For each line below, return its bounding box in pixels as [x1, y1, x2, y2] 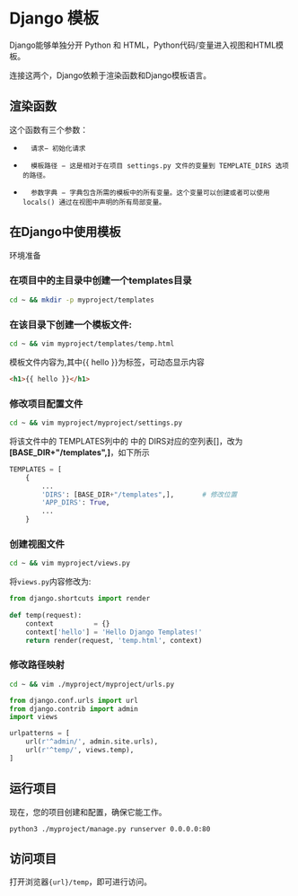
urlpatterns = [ [9, 729, 70, 738]
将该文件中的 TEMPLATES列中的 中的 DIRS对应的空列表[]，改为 [9, 435, 243, 446]
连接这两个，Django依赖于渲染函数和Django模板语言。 [9, 69, 212, 81]
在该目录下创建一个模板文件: [9, 318, 133, 330]
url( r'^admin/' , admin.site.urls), [25, 737, 159, 746]
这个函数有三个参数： [9, 124, 88, 135]
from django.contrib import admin [9, 704, 139, 714]
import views [9, 713, 58, 722]
